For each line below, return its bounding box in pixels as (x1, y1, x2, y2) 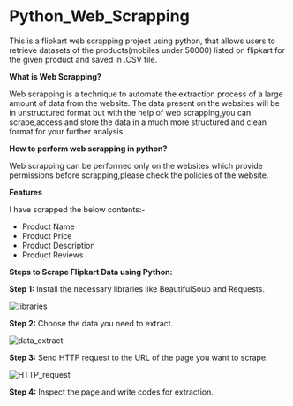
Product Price (21, 230, 72, 241)
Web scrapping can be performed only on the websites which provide (9, 160, 263, 171)
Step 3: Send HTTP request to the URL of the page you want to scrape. (9, 352, 268, 363)
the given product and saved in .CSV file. (9, 54, 158, 65)
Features (9, 187, 42, 197)
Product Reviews (21, 249, 84, 260)
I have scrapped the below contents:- (9, 203, 146, 214)
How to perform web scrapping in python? (9, 143, 168, 154)
